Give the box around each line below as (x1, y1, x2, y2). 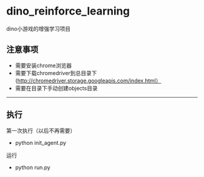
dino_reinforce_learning (6, 4, 130, 18)
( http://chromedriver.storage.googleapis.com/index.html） (15, 77, 161, 84)
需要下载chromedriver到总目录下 (15, 69, 97, 76)
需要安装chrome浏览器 (15, 62, 72, 69)
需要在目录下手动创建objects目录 (15, 84, 98, 92)
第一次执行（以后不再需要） (6, 127, 76, 134)
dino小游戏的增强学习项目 (6, 25, 71, 32)
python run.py (15, 164, 50, 171)
